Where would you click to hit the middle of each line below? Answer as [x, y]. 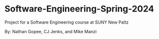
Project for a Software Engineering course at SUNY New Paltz [67, 22]
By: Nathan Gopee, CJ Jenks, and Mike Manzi [51, 31]
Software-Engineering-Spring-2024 [79, 9]
